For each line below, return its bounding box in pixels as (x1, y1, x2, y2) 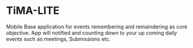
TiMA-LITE (6, 4, 60, 17)
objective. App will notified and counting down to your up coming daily (6, 29, 178, 36)
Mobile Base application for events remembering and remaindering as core (6, 23, 188, 30)
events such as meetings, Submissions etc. (6, 35, 111, 42)
